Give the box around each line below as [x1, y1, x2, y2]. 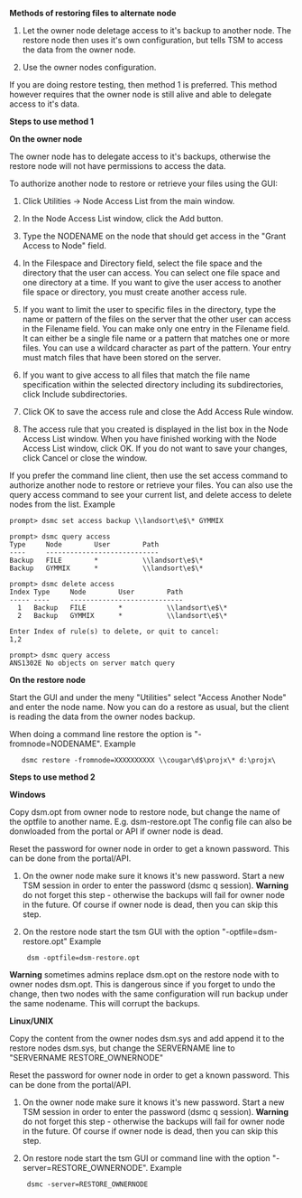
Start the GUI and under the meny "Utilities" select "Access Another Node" [9, 692, 287, 703]
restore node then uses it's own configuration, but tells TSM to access [22, 35, 284, 45]
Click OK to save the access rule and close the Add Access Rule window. [22, 407, 294, 416]
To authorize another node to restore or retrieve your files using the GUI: [9, 178, 278, 189]
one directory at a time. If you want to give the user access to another [22, 277, 282, 287]
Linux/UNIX [9, 1015, 54, 1026]
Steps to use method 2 [9, 772, 96, 782]
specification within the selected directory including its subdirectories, [22, 379, 284, 389]
